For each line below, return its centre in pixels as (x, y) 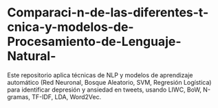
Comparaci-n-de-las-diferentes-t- (108, 13)
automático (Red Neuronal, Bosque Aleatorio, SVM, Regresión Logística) (109, 82)
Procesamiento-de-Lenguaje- (94, 42)
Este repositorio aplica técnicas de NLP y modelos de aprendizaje (100, 75)
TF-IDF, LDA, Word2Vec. (67, 96)
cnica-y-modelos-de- (70, 27)
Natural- (32, 56)
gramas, (19, 96)
